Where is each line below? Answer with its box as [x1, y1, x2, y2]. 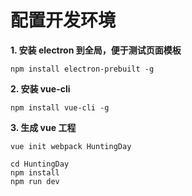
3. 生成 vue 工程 [10, 121, 77, 133]
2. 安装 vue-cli [10, 82, 71, 95]
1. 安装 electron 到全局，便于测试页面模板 [10, 44, 182, 56]
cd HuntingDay [10, 159, 70, 169]
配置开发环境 [10, 9, 117, 32]
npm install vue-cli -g [10, 102, 110, 113]
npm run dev [10, 176, 60, 186]
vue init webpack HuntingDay [10, 141, 132, 151]
